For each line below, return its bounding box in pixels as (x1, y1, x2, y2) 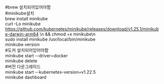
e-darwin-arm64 (5, 31, 39, 37)
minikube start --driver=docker (5, 53, 68, 58)
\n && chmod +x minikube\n (40, 31, 96, 37)
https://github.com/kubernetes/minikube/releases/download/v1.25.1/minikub (5, 26, 159, 32)
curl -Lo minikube (5, 21, 41, 27)
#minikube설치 (5, 10, 34, 16)
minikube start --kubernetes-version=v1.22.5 (5, 69, 96, 75)
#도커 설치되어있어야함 (5, 48, 49, 53)
